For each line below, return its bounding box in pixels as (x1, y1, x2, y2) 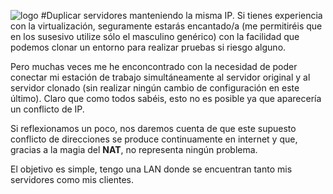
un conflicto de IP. (10, 103, 85, 115)
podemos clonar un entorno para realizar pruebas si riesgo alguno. (10, 41, 287, 53)
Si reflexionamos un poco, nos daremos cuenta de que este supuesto (10, 123, 297, 134)
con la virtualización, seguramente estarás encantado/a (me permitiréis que (10, 20, 323, 32)
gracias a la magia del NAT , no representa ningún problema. (10, 144, 258, 155)
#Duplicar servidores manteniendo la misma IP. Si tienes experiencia (40, 10, 323, 21)
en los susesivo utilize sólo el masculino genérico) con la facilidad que (10, 31, 300, 42)
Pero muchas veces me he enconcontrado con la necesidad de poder (10, 61, 298, 72)
